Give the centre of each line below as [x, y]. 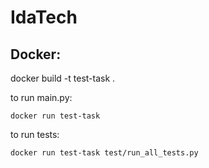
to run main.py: [41, 97]
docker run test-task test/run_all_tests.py [104, 153]
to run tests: [35, 134]
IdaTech [44, 17]
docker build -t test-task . [63, 78]
